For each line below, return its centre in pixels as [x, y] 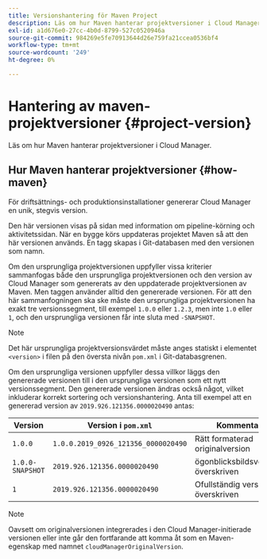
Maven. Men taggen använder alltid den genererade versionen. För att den [130, 292]
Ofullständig [217, 484]
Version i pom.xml [120, 425]
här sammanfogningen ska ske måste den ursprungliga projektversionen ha [132, 300]
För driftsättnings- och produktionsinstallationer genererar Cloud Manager [130, 202]
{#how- [218, 171]
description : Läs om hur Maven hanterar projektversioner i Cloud [120, 23]
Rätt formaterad [224, 438]
